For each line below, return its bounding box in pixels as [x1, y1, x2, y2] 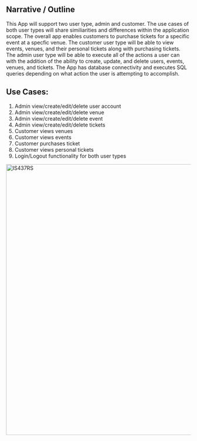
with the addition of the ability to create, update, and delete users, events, [6, 57, 185, 64]
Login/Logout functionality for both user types [14, 152, 127, 159]
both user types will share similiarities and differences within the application [6, 26, 189, 33]
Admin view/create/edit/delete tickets [14, 121, 106, 128]
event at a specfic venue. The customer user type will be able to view [6, 39, 174, 46]
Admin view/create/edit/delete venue [14, 108, 104, 116]
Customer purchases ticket [14, 140, 80, 147]
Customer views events [14, 134, 72, 141]
